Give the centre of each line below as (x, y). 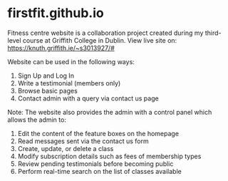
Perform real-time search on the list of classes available (99, 171)
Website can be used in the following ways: (71, 61)
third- (213, 33)
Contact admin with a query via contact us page (88, 98)
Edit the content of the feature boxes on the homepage (98, 133)
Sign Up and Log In (46, 76)
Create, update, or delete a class (66, 148)
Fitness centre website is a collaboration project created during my (105, 33)
